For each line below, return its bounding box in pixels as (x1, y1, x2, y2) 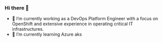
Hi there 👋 (4, 4, 29, 11)
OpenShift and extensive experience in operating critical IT (11, 21, 133, 27)
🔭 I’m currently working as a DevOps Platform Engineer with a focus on (11, 16, 158, 22)
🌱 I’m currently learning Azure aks (11, 32, 82, 38)
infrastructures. (11, 26, 44, 32)
